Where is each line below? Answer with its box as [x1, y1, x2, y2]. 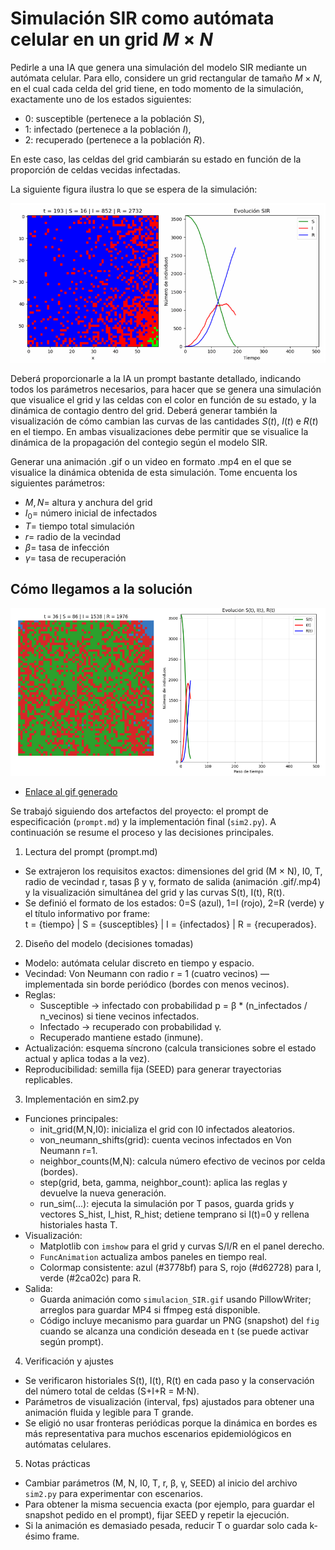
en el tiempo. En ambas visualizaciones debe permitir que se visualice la [10, 425, 309, 437]
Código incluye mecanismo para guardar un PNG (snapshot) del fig [39, 1314, 320, 1326]
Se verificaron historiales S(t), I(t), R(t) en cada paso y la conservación [24, 1374, 315, 1386]
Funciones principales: [24, 1112, 119, 1124]
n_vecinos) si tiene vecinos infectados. [39, 1010, 200, 1022]
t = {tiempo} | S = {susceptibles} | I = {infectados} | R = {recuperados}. [24, 918, 317, 930]
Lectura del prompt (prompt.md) [24, 845, 158, 857]
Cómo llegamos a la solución [10, 581, 193, 598]
